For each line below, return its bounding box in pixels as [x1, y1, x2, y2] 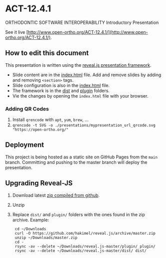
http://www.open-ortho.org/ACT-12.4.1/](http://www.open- [27, 29, 148, 35]
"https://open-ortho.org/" [12, 128, 69, 132]
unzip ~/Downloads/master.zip [14, 235, 78, 240]
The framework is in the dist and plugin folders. [12, 88, 110, 94]
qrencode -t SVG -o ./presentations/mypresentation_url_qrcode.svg [12, 123, 156, 128]
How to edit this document [5, 49, 89, 57]
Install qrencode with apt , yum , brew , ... [12, 117, 89, 123]
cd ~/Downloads [14, 226, 46, 232]
